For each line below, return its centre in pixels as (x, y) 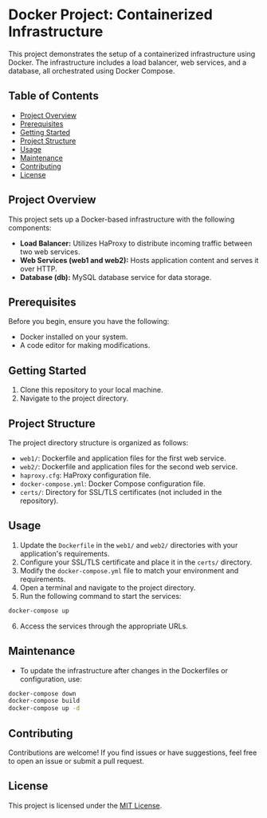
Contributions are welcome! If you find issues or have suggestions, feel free (133, 752)
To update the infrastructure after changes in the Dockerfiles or (124, 670)
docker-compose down (43, 693)
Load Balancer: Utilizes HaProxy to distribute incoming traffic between (136, 243)
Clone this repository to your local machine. (91, 390)
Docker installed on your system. (74, 337)
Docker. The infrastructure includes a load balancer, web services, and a (128, 62)
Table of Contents (54, 96)
